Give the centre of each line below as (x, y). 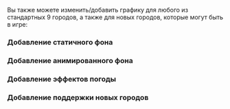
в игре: (18, 24)
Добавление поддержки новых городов (78, 97)
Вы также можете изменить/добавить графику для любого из (98, 10)
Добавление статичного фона (60, 42)
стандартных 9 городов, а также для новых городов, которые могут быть (115, 17)
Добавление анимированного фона (70, 60)
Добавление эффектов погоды (62, 79)
